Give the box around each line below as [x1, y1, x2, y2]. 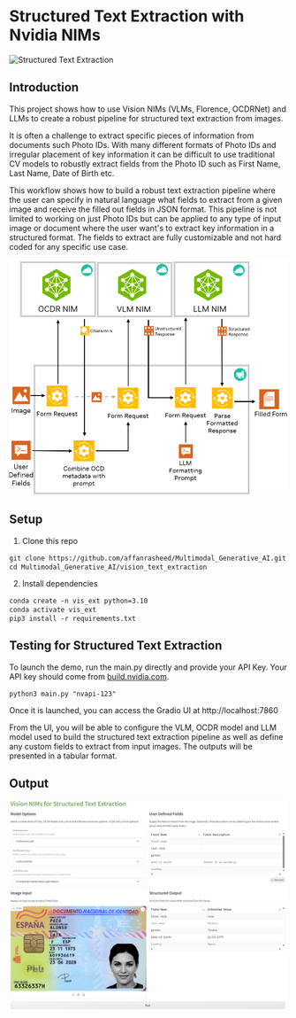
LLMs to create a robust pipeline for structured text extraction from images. [9, 113, 284, 123]
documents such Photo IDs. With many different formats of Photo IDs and [9, 139, 277, 150]
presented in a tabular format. [9, 750, 118, 761]
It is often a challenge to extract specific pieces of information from [9, 130, 254, 141]
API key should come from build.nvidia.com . [9, 671, 170, 681]
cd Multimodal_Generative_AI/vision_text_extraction [9, 563, 208, 571]
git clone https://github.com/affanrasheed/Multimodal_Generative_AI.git [9, 554, 287, 563]
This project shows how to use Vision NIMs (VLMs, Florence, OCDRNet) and [9, 104, 287, 114]
